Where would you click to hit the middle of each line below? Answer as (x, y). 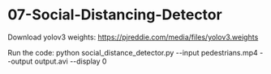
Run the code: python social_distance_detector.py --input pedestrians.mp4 (133, 52)
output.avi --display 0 (71, 61)
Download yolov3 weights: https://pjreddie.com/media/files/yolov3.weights (133, 37)
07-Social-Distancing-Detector (115, 15)
